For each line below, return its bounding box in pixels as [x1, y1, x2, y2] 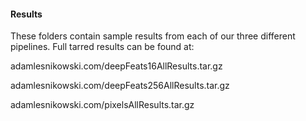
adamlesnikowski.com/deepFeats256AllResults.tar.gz [10, 80, 230, 92]
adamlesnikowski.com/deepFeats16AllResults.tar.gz [10, 60, 223, 72]
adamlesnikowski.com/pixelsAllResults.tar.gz [10, 99, 195, 111]
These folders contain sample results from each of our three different [10, 30, 296, 42]
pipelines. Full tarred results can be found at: [10, 41, 195, 53]
